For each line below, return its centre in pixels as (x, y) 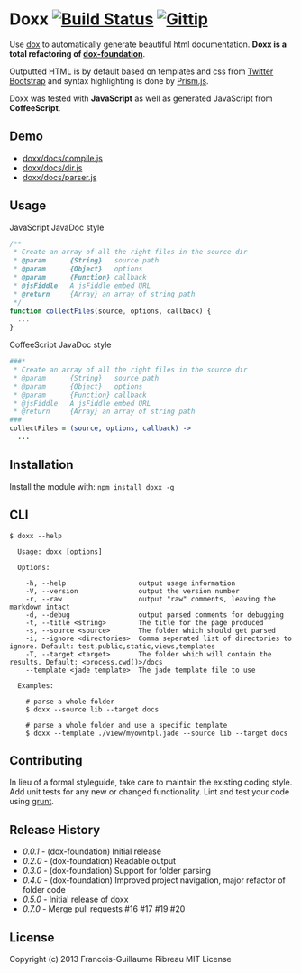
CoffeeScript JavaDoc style (60, 345)
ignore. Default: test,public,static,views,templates (113, 646)
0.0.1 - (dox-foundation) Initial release (92, 851)
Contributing (46, 761)
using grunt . (32, 802)
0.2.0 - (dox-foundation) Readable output (99, 861)
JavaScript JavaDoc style (57, 227)
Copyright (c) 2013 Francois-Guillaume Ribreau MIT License (120, 959)
